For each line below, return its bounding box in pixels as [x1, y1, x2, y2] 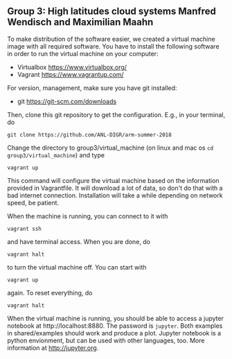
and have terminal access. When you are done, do [7, 237, 151, 245]
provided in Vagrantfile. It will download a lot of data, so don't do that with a [7, 184, 223, 192]
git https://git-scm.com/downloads [17, 97, 117, 105]
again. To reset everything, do [7, 288, 93, 297]
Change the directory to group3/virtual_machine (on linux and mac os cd [7, 143, 214, 152]
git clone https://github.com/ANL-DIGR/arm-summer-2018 [7, 131, 172, 138]
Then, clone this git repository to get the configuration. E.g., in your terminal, [7, 110, 226, 119]
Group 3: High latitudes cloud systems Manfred [7, 6, 216, 17]
